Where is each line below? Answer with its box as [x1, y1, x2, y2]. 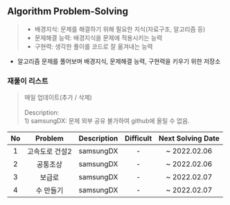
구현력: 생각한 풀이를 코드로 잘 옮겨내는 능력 [34, 42, 153, 51]
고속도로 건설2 [27, 147, 73, 156]
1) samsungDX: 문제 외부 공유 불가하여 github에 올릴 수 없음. [24, 117, 191, 125]
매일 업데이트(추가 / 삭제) [24, 93, 92, 101]
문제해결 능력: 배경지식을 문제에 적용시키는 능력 [34, 33, 163, 42]
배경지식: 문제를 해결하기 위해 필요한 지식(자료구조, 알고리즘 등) [34, 24, 206, 33]
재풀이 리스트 [7, 76, 48, 85]
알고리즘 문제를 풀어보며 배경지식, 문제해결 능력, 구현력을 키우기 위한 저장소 [17, 57, 221, 65]
